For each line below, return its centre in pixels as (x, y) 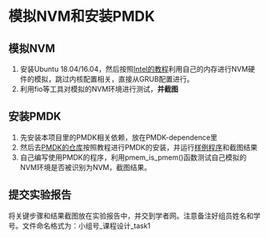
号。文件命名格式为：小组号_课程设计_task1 (80, 225)
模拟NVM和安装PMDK (82, 16)
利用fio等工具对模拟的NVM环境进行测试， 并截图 (99, 89)
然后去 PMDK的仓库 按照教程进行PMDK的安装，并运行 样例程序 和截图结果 (139, 147)
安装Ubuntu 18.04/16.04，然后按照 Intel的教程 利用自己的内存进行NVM (134, 69)
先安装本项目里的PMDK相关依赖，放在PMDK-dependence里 (118, 137)
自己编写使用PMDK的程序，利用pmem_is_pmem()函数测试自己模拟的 (133, 157)
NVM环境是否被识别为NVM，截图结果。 (86, 167)
